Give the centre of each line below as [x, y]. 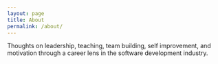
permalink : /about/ [35, 26]
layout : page [26, 13]
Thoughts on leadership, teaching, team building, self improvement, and [109, 46]
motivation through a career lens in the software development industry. [108, 53]
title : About [26, 20]
